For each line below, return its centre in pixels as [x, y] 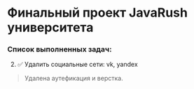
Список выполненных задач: [60, 49]
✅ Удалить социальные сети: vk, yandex [77, 65]
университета [50, 27]
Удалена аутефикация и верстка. [74, 79]
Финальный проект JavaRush [97, 13]
